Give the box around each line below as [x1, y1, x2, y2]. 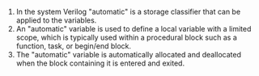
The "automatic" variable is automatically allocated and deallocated [15, 50, 241, 59]
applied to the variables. [15, 15, 97, 25]
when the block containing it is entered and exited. [15, 58, 185, 68]
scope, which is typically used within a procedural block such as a [15, 32, 237, 42]
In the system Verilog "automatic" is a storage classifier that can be [15, 7, 241, 16]
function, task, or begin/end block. [15, 41, 132, 51]
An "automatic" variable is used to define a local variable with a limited [15, 24, 252, 33]
